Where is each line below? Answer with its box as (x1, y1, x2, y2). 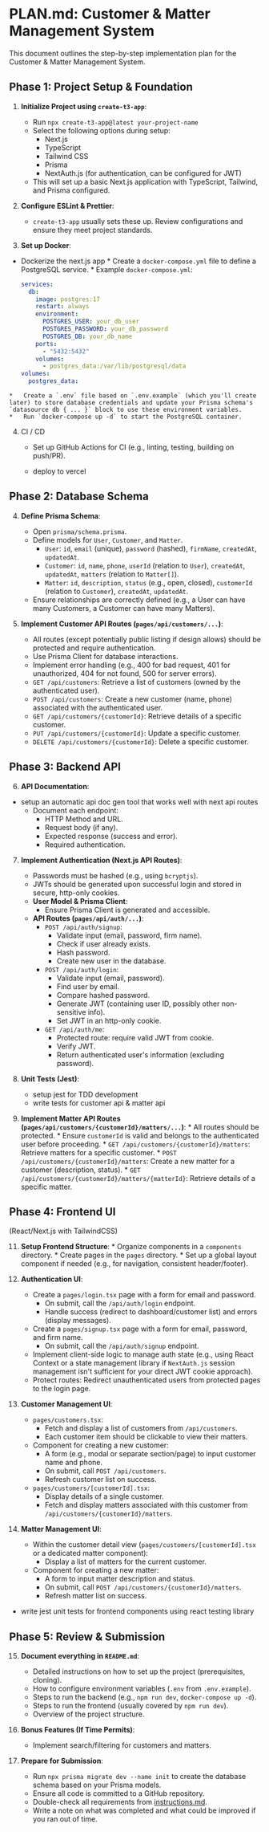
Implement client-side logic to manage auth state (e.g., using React (32, 1350, 255, 1359)
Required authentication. (44, 840, 126, 849)
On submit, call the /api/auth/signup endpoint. (44, 1341, 199, 1351)
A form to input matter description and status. (44, 1574, 195, 1584)
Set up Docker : (20, 240, 71, 250)
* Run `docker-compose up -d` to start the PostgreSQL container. (9, 413, 243, 421)
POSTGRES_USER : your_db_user (42, 318, 140, 326)
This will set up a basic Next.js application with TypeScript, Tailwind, (32, 177, 259, 186)
